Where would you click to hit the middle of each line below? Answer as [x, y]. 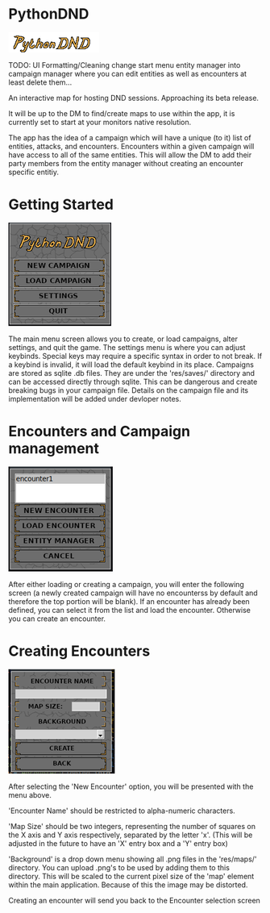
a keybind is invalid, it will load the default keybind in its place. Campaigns [131, 365]
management [54, 449]
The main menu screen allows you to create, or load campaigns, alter [123, 339]
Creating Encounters [79, 651]
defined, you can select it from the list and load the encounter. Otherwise [130, 610]
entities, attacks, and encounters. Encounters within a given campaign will [131, 146]
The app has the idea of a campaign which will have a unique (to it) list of [130, 137]
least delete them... [40, 82]
